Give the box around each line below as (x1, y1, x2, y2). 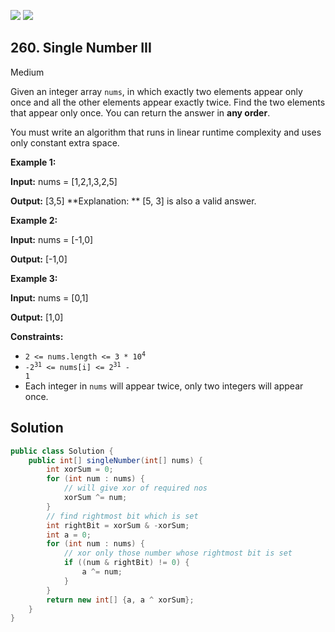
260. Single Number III (10, 40, 152, 57)
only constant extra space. (10, 136, 120, 149)
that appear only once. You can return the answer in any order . (10, 106, 271, 119)
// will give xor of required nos (63, 483, 208, 494)
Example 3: (10, 272, 58, 284)
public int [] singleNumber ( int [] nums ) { (28, 455, 203, 465)
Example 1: (10, 156, 57, 168)
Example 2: (10, 214, 58, 226)
